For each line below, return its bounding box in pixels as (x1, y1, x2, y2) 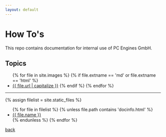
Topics (5, 59, 27, 67)
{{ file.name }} (12, 112, 41, 118)
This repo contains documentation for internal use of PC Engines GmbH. (5, 45, 152, 51)
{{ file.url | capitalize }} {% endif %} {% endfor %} (12, 83, 114, 89)
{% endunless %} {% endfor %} (12, 117, 78, 123)
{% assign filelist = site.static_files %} (5, 97, 82, 103)
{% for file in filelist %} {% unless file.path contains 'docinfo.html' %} (12, 107, 153, 113)
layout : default (5, 7, 39, 12)
